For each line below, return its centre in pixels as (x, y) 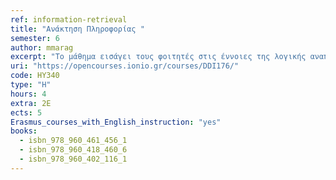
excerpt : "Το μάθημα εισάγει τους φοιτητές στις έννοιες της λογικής (158, 57)
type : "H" (31, 85)
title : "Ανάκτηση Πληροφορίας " (77, 29)
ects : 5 (26, 112)
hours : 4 (28, 94)
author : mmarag (42, 47)
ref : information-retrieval (69, 19)
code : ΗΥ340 (35, 76)
